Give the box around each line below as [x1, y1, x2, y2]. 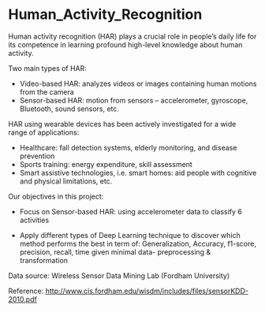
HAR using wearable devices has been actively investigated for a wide [8, 119, 237, 128]
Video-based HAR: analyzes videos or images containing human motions [19, 79, 257, 88]
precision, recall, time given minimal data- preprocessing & [19, 247, 211, 257]
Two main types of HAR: [8, 63, 87, 72]
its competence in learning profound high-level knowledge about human [8, 39, 243, 49]
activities [19, 215, 50, 225]
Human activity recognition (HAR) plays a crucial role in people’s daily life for [8, 32, 257, 41]
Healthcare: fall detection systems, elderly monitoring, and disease [19, 143, 237, 152]
